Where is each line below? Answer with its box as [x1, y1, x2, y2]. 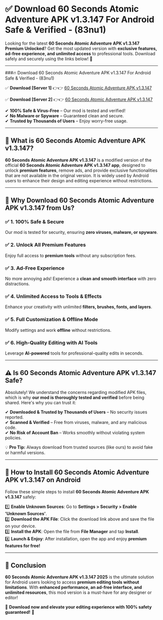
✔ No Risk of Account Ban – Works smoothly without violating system [5, 429, 145, 435]
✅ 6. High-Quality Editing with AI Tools [5, 339, 98, 346]
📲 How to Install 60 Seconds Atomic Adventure [5, 468, 149, 476]
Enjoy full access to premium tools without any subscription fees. [5, 252, 137, 258]
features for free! [5, 542, 40, 549]
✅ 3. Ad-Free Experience [5, 264, 65, 271]
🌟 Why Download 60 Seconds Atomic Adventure [5, 196, 154, 205]
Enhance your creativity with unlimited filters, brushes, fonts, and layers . [5, 304, 152, 310]
